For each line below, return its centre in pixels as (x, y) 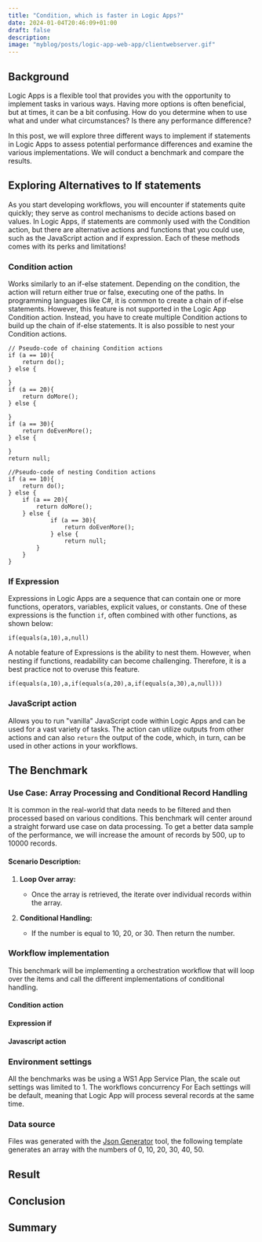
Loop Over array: (47, 879)
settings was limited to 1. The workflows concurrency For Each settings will (129, 1087)
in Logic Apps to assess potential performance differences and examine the (131, 144)
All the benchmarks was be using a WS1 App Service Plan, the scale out (124, 1078)
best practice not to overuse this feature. (74, 669)
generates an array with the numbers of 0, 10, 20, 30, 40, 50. (106, 1150)
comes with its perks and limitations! (67, 246)
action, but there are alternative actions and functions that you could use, (127, 230)
